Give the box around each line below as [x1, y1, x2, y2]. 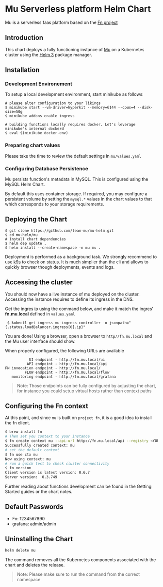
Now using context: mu [5, 457, 51, 461]
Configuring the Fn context [5, 402, 89, 410]
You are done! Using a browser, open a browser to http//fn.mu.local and [5, 333, 152, 339]
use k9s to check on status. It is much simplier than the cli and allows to [5, 259, 149, 265]
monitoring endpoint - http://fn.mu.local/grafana [11, 374, 116, 379]
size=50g [5, 110, 23, 114]
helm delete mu [5, 548, 36, 553]
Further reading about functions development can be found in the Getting [5, 483, 152, 490]
